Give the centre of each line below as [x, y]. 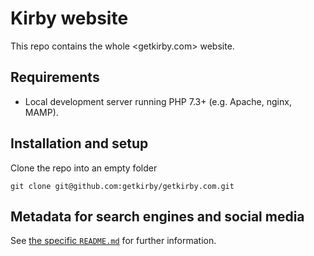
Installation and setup [79, 143]
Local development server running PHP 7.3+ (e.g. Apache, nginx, [158, 101]
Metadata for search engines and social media [157, 216]
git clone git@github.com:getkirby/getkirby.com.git [122, 186]
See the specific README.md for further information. [113, 241]
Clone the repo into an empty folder [84, 168]
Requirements [55, 77]
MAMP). [41, 112]
